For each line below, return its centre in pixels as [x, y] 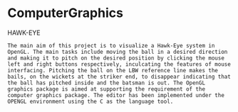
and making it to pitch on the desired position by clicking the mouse [116, 58]
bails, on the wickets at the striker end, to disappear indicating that [119, 77]
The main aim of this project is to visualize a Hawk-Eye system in [111, 45]
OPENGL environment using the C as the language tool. [90, 101]
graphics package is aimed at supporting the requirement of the [106, 89]
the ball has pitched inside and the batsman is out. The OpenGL [106, 83]
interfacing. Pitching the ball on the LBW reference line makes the [113, 70]
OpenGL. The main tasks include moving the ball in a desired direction [118, 52]
